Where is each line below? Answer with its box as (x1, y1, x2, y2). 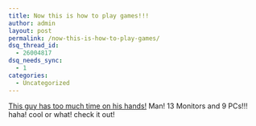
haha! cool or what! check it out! (8, 109, 115, 119)
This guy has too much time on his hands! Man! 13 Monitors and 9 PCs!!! (8, 101, 248, 111)
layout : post (8, 26, 52, 35)
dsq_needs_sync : (8, 57, 63, 65)
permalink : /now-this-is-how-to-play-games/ (8, 34, 160, 43)
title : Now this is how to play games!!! (8, 11, 150, 20)
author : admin (8, 19, 56, 27)
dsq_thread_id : (8, 42, 60, 50)
